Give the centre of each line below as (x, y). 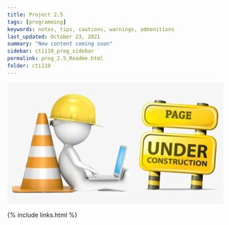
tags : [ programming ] (37, 22)
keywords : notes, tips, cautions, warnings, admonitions (91, 29)
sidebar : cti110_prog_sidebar (51, 51)
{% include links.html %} (42, 215)
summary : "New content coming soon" (60, 44)
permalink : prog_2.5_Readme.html (55, 59)
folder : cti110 (29, 66)
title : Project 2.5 (35, 15)
